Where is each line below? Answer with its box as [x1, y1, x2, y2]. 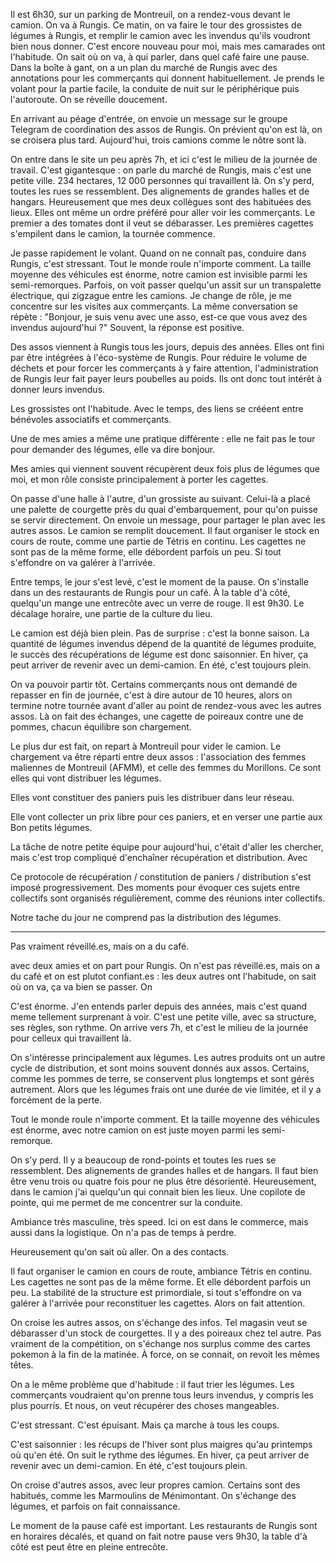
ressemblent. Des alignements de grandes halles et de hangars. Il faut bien [10, 1165, 319, 1176]
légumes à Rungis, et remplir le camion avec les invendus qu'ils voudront [10, 30, 311, 41]
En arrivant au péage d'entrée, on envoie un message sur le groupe [10, 113, 288, 124]
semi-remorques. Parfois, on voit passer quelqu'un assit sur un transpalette [10, 279, 322, 291]
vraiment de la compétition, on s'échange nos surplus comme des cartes [10, 1338, 311, 1349]
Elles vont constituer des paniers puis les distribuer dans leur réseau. [10, 792, 295, 803]
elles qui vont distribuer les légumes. [10, 772, 162, 784]
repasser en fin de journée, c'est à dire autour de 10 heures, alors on [10, 689, 293, 701]
